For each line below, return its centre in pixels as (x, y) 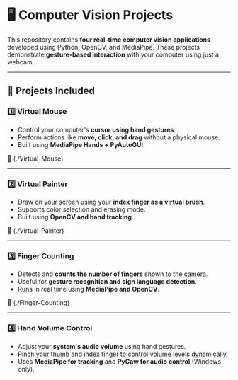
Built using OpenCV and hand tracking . (75, 217)
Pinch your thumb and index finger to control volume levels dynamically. (123, 354)
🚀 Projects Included (51, 91)
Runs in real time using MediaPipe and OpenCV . (88, 289)
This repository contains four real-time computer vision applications (109, 39)
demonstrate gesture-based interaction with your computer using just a (113, 54)
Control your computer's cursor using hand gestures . (96, 129)
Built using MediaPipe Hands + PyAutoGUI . (81, 144)
